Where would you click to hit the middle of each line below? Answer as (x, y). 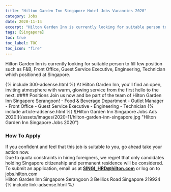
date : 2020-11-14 (24, 21)
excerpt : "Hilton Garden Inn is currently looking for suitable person (83, 27)
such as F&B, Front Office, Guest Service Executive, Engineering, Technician (85, 69)
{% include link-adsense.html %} (40, 185)
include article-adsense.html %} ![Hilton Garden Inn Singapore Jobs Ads (81, 111)
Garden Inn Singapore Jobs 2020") (42, 122)
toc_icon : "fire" (24, 49)
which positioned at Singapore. (38, 75)
